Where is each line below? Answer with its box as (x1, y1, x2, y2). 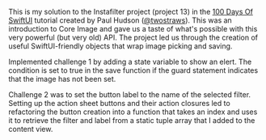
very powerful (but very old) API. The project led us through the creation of (8, 32, 259, 42)
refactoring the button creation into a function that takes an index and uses (8, 107, 258, 117)
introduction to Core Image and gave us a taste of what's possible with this (8, 24, 258, 33)
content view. (8, 125, 53, 134)
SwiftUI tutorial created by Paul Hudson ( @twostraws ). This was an (8, 15, 232, 25)
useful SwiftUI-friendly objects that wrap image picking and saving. (8, 41, 233, 51)
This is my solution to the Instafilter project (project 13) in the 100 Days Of (8, 7, 253, 16)
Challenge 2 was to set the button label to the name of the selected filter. (8, 90, 251, 100)
